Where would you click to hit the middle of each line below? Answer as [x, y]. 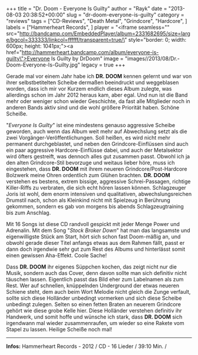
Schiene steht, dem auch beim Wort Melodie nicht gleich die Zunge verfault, [98, 292]
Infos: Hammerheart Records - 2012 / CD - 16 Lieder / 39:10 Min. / [86, 346]
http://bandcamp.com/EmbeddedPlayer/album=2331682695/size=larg [105, 34]
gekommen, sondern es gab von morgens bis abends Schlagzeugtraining [95, 206]
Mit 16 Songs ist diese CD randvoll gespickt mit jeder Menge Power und [93, 224]
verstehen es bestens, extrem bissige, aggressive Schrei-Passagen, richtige [98, 181]
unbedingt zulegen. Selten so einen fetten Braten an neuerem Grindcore [94, 304]
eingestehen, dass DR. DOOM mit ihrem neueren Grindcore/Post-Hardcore [97, 169]
